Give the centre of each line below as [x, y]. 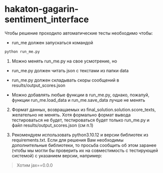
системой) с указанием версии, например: [57, 155]
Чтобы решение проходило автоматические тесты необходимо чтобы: [79, 33]
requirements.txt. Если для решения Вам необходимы [68, 140]
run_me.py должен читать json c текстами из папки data [70, 70]
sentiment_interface [47, 19]
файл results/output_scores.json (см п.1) [52, 125]
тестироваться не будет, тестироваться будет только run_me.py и [81, 120]
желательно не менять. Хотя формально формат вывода [71, 115]
